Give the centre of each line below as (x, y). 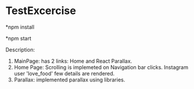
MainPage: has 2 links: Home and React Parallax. (73, 61)
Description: (20, 49)
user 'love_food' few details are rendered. (64, 73)
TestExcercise (41, 11)
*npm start (18, 38)
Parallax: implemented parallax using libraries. (69, 80)
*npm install (20, 27)
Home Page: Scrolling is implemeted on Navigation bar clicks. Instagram (101, 67)
